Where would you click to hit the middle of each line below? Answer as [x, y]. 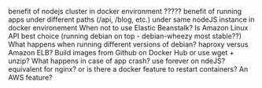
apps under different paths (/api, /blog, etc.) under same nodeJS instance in [131, 19]
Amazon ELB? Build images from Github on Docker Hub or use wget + [121, 53]
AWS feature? [30, 77]
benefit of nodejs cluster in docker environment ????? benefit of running [125, 11]
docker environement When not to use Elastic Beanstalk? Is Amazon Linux [128, 28]
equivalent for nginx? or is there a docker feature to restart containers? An [128, 69]
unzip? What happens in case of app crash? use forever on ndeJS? [117, 61]
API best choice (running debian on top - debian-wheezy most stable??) [125, 36]
